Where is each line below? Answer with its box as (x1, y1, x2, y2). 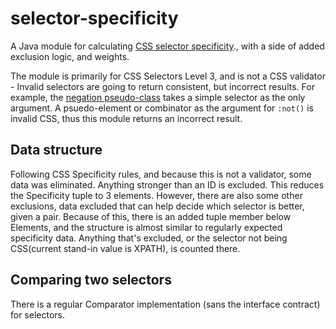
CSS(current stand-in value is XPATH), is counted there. (10, 242, 241, 254)
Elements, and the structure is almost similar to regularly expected (10, 221, 283, 233)
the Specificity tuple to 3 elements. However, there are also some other (10, 189, 303, 201)
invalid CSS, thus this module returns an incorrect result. (10, 112, 243, 124)
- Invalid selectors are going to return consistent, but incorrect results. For (10, 80, 315, 92)
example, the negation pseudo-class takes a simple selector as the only (10, 91, 306, 103)
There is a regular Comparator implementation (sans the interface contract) (10, 298, 321, 310)
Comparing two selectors (10, 272, 172, 289)
